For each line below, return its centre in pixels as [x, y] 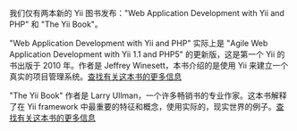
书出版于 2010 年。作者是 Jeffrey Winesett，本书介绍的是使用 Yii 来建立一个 [149, 65]
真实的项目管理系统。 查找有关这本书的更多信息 [95, 77]
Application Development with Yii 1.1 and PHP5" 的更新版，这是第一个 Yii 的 [147, 54]
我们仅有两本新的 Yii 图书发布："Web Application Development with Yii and [147, 13]
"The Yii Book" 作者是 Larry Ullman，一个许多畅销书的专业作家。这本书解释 [148, 95]
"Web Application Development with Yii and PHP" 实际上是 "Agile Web [139, 43]
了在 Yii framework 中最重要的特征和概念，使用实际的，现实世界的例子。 [143, 106]
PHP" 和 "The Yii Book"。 [56, 24]
